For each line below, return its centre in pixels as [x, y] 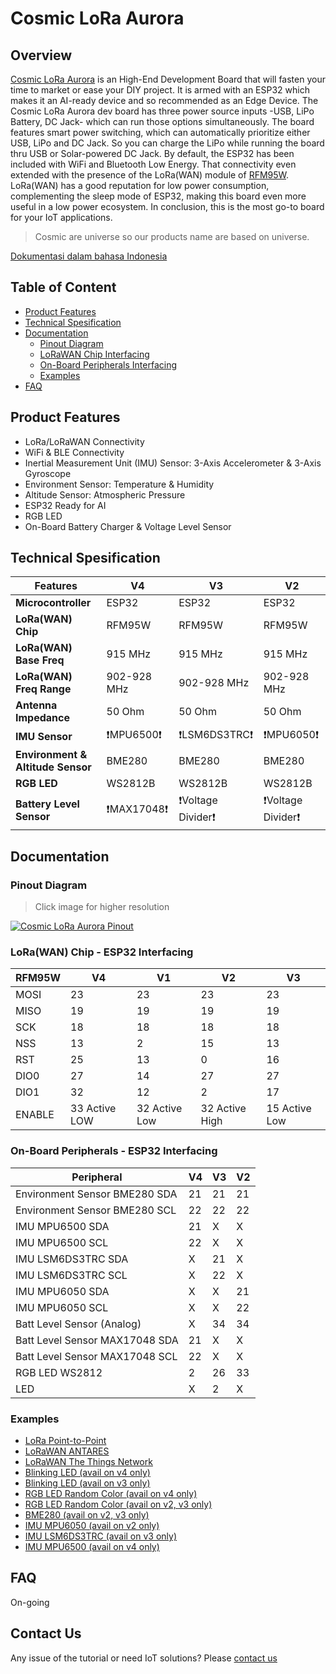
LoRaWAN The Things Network [88, 1462]
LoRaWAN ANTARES [67, 1451]
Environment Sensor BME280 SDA [96, 1194]
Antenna [36, 705]
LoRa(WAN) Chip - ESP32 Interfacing [102, 952]
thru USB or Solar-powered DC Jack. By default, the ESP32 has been [152, 153]
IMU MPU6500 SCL [62, 1242]
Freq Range [43, 689]
